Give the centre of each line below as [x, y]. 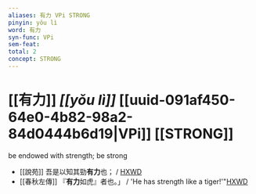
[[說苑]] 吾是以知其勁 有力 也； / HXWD [81, 171]
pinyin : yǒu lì [33, 23]
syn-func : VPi [31, 37]
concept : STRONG [34, 59]
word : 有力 [25, 30]
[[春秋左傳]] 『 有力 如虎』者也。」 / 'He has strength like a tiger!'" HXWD [133, 181]
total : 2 [22, 52]
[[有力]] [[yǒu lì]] [62, 101]
